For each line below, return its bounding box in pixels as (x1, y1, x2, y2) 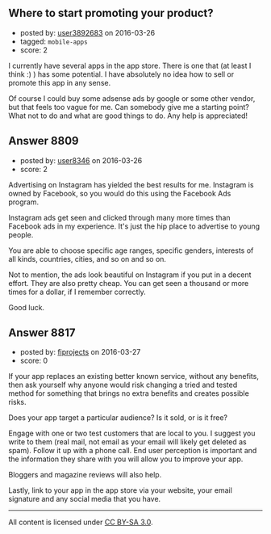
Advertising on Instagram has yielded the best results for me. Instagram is (8, 179, 254, 189)
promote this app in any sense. (8, 78, 111, 87)
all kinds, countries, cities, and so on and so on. (8, 254, 167, 263)
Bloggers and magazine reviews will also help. (8, 470, 162, 480)
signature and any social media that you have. (8, 494, 161, 504)
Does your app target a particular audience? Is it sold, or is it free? (8, 413, 228, 423)
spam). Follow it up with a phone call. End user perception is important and (8, 446, 257, 456)
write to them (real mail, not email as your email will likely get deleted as (8, 437, 248, 447)
